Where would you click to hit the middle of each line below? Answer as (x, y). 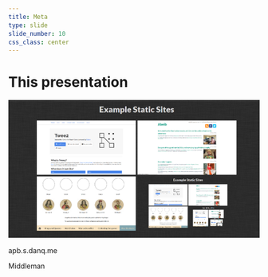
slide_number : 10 (37, 33)
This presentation (68, 82)
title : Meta (28, 17)
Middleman (27, 266)
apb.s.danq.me (33, 250)
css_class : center (39, 42)
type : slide (28, 25)
